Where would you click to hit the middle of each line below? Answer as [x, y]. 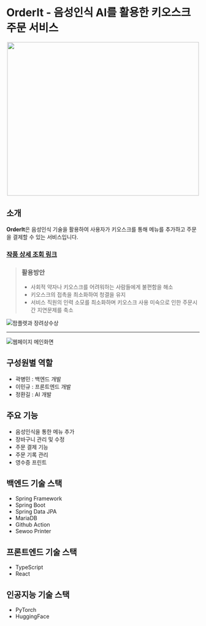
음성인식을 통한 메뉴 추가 [45, 431]
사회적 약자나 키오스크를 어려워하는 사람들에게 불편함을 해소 [102, 287]
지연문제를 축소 [55, 310]
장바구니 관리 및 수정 [40, 439]
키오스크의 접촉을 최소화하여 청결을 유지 [78, 294]
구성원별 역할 [30, 363]
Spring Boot [30, 505]
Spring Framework [39, 499]
